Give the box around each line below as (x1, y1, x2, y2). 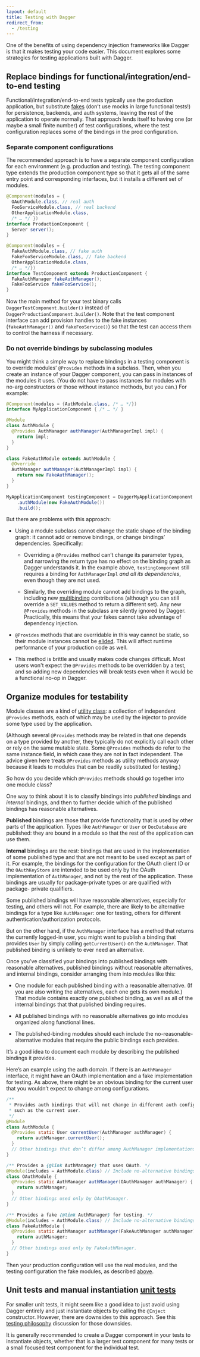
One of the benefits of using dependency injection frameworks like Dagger (6, 42, 189, 49)
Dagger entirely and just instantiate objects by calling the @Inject (6, 1307, 166, 1314)
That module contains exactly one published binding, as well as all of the (14, 995, 193, 1002)
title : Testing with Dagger (6, 14, 76, 20)
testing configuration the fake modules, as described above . (6, 1268, 154, 1275)
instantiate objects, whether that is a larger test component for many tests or (6, 1337, 194, 1345)
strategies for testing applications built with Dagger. (6, 54, 133, 61)
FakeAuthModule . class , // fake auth (11, 248, 102, 255)
